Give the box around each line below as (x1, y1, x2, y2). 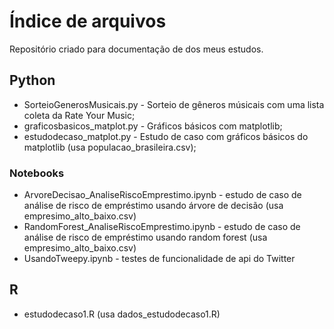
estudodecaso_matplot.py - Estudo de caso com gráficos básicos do (23, 130, 309, 142)
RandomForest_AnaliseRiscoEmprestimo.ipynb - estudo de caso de (23, 221, 301, 233)
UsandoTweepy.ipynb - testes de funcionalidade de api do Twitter (23, 253, 296, 265)
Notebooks (9, 166, 65, 180)
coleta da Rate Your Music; (23, 109, 136, 121)
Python (9, 72, 56, 89)
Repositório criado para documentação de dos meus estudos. (9, 43, 264, 55)
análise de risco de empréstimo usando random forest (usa (23, 231, 268, 244)
